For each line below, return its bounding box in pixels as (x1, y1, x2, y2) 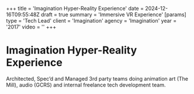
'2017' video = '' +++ (6, 23, 57, 30)
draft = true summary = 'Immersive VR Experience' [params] (40, 11, 187, 18)
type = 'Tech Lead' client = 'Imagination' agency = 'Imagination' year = (6, 17, 177, 24)
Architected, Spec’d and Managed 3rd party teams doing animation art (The (6, 75, 189, 82)
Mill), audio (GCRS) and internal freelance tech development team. (6, 81, 166, 88)
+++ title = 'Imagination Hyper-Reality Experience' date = (6, 5, 144, 12)
